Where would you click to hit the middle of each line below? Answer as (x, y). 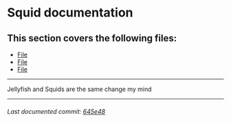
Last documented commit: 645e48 (56, 111)
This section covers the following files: (92, 38)
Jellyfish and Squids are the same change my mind (80, 89)
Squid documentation (70, 13)
